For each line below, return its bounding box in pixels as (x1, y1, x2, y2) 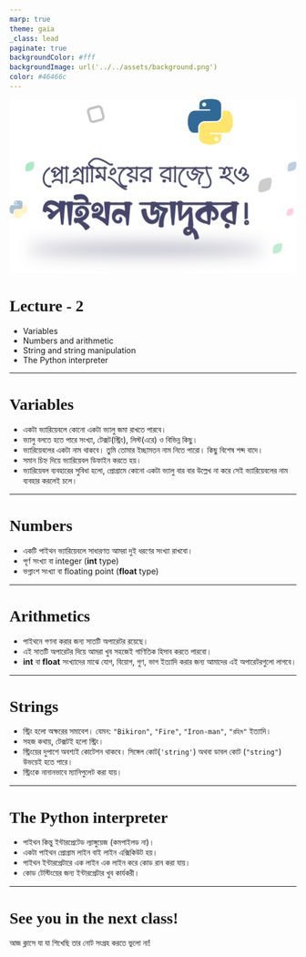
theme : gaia (9, 24, 55, 34)
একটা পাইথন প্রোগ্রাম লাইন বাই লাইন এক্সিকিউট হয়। (22, 847, 158, 858)
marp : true (9, 15, 51, 24)
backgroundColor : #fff (9, 53, 96, 63)
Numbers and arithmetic (22, 335, 114, 346)
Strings (9, 697, 59, 716)
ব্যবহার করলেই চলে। (22, 474, 78, 486)
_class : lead (9, 34, 59, 43)
